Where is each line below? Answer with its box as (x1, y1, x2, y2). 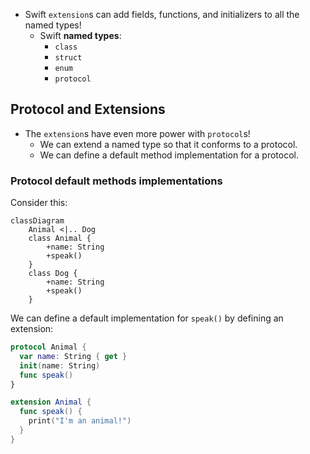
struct (54, 53, 83, 63)
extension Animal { (10, 397, 92, 408)
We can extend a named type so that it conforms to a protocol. (39, 138, 298, 150)
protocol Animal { (10, 342, 87, 353)
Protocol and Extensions (10, 101, 166, 118)
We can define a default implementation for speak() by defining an (10, 312, 284, 324)
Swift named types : (39, 30, 122, 41)
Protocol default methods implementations (10, 174, 223, 188)
